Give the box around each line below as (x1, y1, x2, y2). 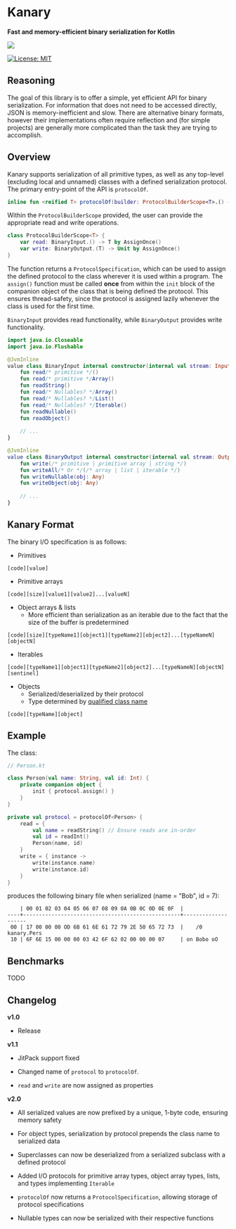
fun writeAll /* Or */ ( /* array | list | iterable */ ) (20, 466, 181, 473)
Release (17, 1026, 41, 1035)
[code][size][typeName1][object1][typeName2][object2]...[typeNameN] (7, 631, 216, 639)
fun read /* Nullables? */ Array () (20, 388, 118, 396)
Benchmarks (7, 955, 65, 967)
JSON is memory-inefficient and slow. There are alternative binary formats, (7, 108, 225, 117)
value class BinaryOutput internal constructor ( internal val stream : (7, 453, 216, 461)
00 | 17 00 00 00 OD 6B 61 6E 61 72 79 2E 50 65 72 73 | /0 (10, 924, 202, 931)
